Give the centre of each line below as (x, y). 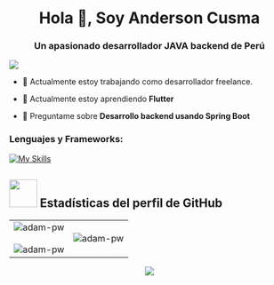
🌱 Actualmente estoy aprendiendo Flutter (98, 99)
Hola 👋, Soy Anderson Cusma (149, 18)
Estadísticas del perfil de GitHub (131, 203)
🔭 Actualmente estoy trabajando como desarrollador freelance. (137, 82)
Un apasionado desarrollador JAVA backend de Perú (149, 46)
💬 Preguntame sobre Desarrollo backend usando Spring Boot (136, 116)
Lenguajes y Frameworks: (66, 139)
